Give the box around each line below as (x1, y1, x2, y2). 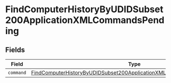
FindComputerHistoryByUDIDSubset (5, 4, 164, 15)
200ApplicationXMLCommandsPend (5, 14, 164, 26)
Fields (5, 45, 25, 54)
